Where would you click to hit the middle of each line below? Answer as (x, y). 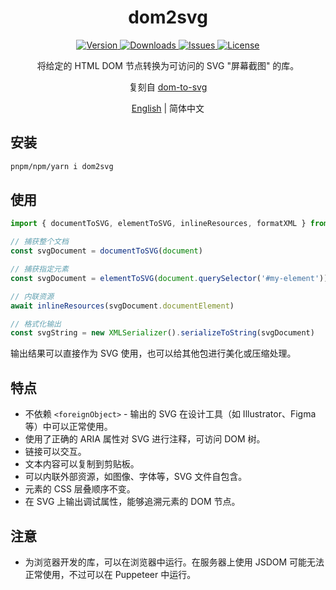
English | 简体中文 (168, 108)
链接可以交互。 (55, 452)
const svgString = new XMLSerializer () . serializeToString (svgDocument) (162, 333)
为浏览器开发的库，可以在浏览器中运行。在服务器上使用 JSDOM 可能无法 (174, 562)
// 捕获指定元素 (39, 269)
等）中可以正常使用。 (68, 427)
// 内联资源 (32, 296)
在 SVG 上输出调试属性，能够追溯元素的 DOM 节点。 (132, 502)
